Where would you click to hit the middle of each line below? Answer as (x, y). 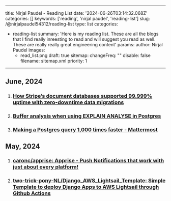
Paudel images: (29, 50)
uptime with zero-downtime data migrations (68, 102)
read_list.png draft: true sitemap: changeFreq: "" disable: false (85, 55)
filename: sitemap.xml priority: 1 (54, 61)
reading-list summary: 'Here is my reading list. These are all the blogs (85, 34)
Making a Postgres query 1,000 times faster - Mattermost (85, 130)
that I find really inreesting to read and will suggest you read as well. (84, 39)
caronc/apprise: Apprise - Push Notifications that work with (88, 161)
